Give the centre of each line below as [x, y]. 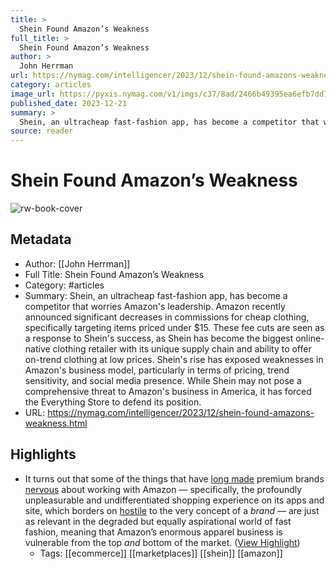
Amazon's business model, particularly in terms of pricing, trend [157, 370]
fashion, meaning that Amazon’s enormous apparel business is [153, 532]
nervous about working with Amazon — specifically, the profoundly [163, 489]
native [37, 348]
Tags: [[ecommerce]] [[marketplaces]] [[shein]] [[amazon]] [161, 553]
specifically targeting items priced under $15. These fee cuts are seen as [174, 327]
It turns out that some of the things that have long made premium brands [174, 478]
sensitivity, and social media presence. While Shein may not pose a [163, 380]
